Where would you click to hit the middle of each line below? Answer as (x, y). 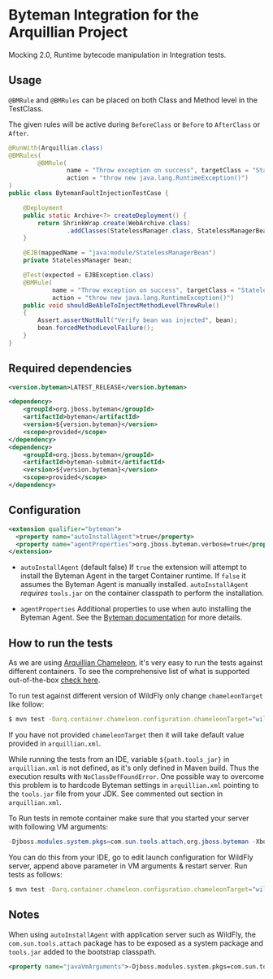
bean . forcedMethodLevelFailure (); (96, 328)
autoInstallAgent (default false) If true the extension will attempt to (134, 568)
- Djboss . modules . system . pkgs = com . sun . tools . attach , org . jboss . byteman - (132, 842)
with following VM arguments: (58, 826)
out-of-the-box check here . (54, 680)
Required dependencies (70, 369)
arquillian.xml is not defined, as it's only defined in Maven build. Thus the (134, 768)
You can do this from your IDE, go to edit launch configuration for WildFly (131, 857)
